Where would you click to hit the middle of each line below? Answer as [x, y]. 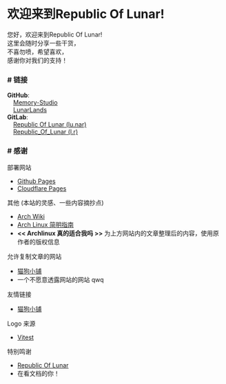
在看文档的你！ [38, 373]
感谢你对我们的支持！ [37, 60]
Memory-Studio [35, 103]
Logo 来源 [21, 323]
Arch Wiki [31, 216]
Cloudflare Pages [42, 188]
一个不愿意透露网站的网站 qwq [61, 279]
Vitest [25, 337]
